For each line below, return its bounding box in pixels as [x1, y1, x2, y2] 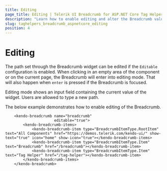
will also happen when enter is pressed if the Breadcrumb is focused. [5, 80, 148, 85]
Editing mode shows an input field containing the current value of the [5, 89, 147, 95]
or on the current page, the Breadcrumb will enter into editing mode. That [5, 74, 156, 80]
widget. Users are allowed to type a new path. [5, 94, 99, 100]
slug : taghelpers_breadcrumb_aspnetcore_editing [5, 21, 108, 26]
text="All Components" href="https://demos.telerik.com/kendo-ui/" [5, 131, 148, 136]
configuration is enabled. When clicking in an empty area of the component [5, 69, 160, 75]
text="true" [5, 135, 30, 141]
